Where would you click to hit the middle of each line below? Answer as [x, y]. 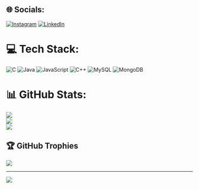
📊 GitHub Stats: [46, 94]
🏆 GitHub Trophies [42, 146]
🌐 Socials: [25, 10]
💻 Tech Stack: [43, 49]
